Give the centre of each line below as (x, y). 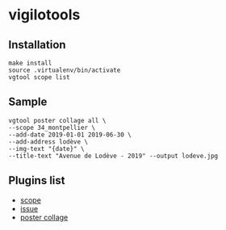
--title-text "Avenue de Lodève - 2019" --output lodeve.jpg (113, 156)
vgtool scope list (39, 77)
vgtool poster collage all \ (57, 120)
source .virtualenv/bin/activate (65, 70)
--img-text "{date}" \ (46, 148)
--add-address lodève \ (48, 142)
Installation (37, 45)
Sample (28, 102)
